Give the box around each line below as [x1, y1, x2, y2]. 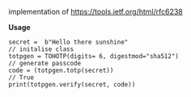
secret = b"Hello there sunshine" [8, 38, 129, 46]
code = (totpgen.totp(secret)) [8, 66, 114, 74]
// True [8, 74, 35, 82]
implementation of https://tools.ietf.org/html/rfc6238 [8, 7, 184, 16]
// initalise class [8, 45, 74, 53]
